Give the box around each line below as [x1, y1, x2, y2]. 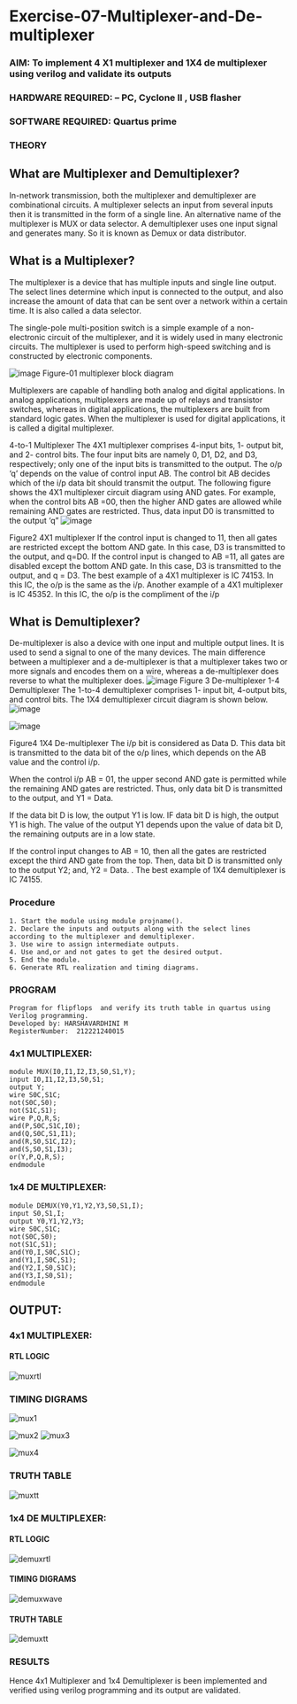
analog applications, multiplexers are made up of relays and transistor [9, 394, 263, 405]
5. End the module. [9, 955, 81, 964]
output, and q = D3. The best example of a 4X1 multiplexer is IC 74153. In [9, 570, 274, 580]
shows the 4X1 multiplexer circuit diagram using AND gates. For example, [9, 486, 277, 497]
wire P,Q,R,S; [9, 1114, 62, 1123]
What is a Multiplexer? [9, 253, 135, 268]
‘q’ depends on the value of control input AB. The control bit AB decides [9, 468, 271, 479]
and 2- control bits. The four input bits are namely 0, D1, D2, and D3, [9, 449, 258, 460]
